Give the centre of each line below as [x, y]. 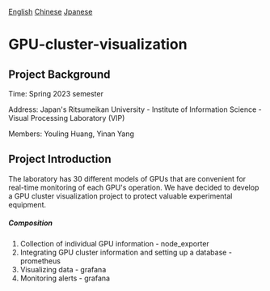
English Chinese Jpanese [51, 12]
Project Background [59, 74]
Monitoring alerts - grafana [65, 278]
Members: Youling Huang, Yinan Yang [72, 134]
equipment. [27, 204]
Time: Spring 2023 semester [56, 94]
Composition [31, 223]
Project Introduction [60, 159]
